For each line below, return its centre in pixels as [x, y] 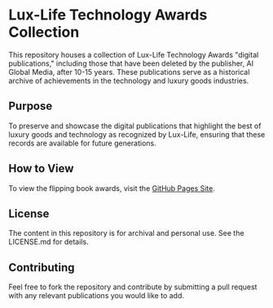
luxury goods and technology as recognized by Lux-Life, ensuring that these [137, 134]
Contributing [42, 267]
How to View [41, 169]
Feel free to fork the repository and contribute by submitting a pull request [133, 287]
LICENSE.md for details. [48, 242]
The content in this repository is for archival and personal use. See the [126, 233]
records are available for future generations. [82, 143]
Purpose [31, 106]
